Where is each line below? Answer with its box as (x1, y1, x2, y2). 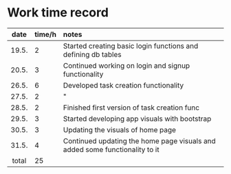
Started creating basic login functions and (63, 41, 199, 51)
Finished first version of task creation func (63, 103, 200, 112)
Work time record (7, 5, 109, 21)
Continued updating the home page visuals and (63, 136, 217, 145)
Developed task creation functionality (63, 80, 184, 90)
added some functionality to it (63, 145, 159, 154)
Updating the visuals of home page (63, 125, 177, 134)
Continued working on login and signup (63, 60, 190, 70)
